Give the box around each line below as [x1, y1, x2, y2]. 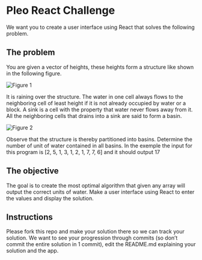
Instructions [6, 212, 53, 222]
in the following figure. [6, 70, 62, 77]
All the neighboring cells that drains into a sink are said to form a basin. [6, 112, 182, 119]
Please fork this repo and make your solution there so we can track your [6, 228, 185, 235]
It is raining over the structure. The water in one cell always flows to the [6, 93, 183, 100]
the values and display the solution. [6, 194, 94, 202]
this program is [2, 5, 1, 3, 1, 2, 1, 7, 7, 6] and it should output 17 [6, 148, 161, 155]
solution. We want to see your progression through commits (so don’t [6, 234, 178, 241]
